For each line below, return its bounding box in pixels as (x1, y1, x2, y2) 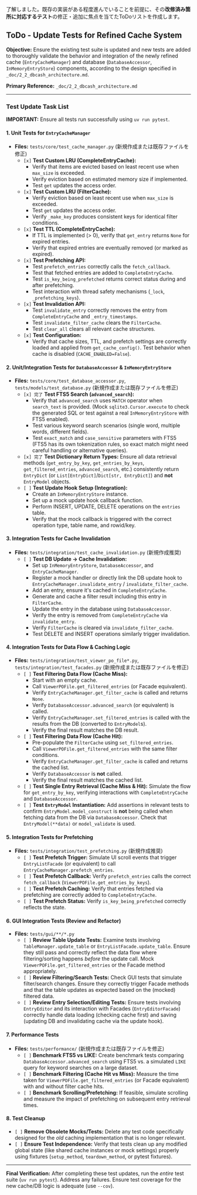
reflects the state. (23, 904, 66, 911)
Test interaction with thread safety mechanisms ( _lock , (32, 288, 165, 295)
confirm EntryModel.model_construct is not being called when (23, 807, 173, 814)
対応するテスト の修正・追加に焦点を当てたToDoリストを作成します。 (16, 13, 183, 20)
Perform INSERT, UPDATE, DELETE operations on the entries (32, 503, 181, 510)
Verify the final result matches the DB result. (32, 726, 139, 733)
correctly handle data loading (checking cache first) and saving (23, 1011, 177, 1018)
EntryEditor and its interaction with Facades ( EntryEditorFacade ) (23, 1005, 181, 1012)
